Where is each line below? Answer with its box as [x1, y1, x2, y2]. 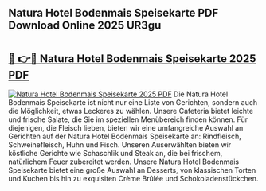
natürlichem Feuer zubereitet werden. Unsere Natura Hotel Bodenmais [8, 157, 240, 166]
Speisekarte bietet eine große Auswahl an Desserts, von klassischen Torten [8, 166, 256, 174]
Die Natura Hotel [174, 89, 229, 99]
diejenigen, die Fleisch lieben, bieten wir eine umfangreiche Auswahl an [8, 123, 244, 132]
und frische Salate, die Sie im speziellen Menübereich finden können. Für [8, 115, 248, 124]
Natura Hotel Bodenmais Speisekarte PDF [8, 6, 219, 20]
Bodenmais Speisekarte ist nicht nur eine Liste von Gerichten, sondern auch [8, 98, 257, 107]
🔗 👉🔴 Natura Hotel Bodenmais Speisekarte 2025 [8, 52, 256, 65]
